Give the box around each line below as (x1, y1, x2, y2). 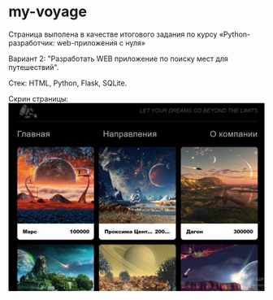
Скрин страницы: (8, 93, 69, 103)
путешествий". (8, 62, 59, 72)
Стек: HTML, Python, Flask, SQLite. (8, 78, 128, 88)
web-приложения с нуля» (56, 37, 146, 47)
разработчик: (8, 37, 55, 47)
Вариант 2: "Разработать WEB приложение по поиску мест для (8, 54, 229, 63)
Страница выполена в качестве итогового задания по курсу (8, 29, 218, 39)
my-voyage (8, 2, 88, 21)
